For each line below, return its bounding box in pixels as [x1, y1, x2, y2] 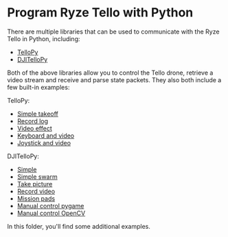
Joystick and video [16, 138, 71, 147]
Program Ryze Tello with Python [7, 5, 194, 21]
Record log [16, 116, 49, 125]
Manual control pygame [16, 201, 84, 210]
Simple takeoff [16, 110, 58, 118]
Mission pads [16, 194, 56, 203]
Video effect [16, 124, 53, 132]
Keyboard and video [16, 132, 75, 140]
